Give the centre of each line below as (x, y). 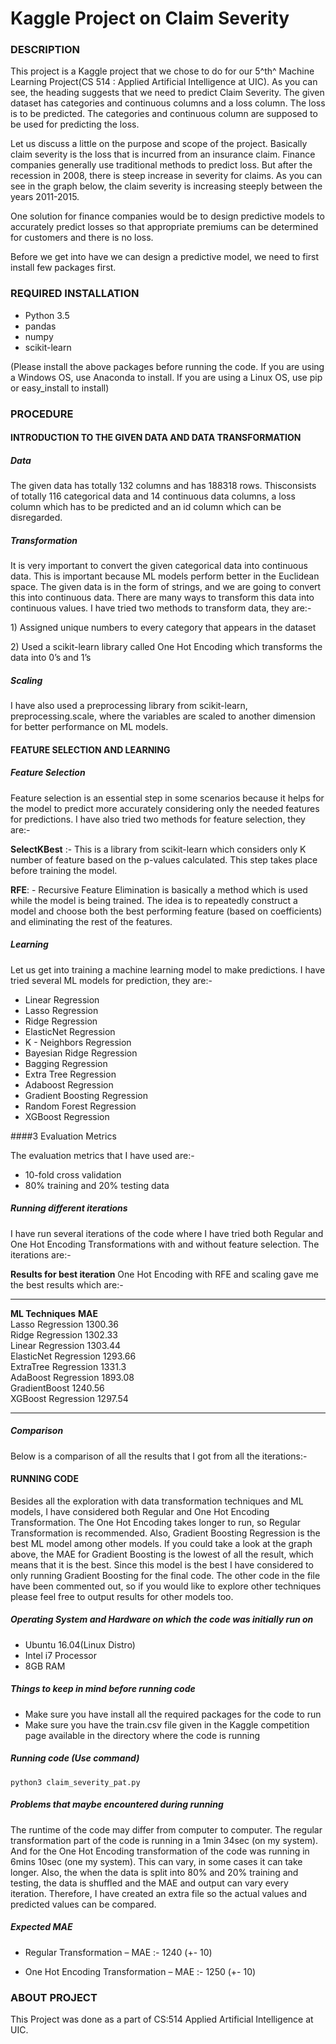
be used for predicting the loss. (75, 124)
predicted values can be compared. (83, 1904)
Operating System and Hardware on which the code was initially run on (162, 1619)
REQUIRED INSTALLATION (75, 294)
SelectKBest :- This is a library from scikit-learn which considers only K (158, 849)
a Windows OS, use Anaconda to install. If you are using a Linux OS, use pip (166, 377)
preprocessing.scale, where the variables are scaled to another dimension (163, 716)
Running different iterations (69, 1208)
